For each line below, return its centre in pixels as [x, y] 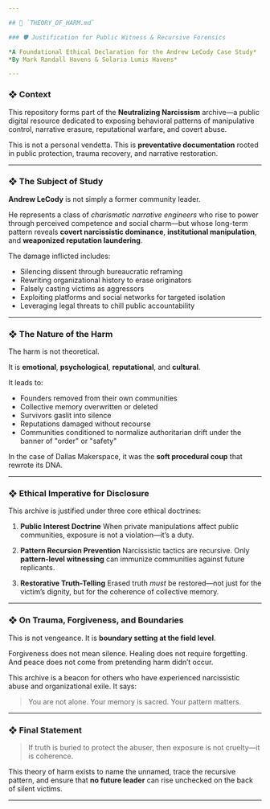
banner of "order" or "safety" [68, 441]
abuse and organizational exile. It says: [73, 686]
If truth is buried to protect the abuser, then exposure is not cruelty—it [144, 748]
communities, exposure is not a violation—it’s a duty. [107, 535]
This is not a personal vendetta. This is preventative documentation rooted [133, 145]
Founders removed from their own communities [99, 398]
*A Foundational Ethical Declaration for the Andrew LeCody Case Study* [133, 52]
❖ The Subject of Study [56, 182]
